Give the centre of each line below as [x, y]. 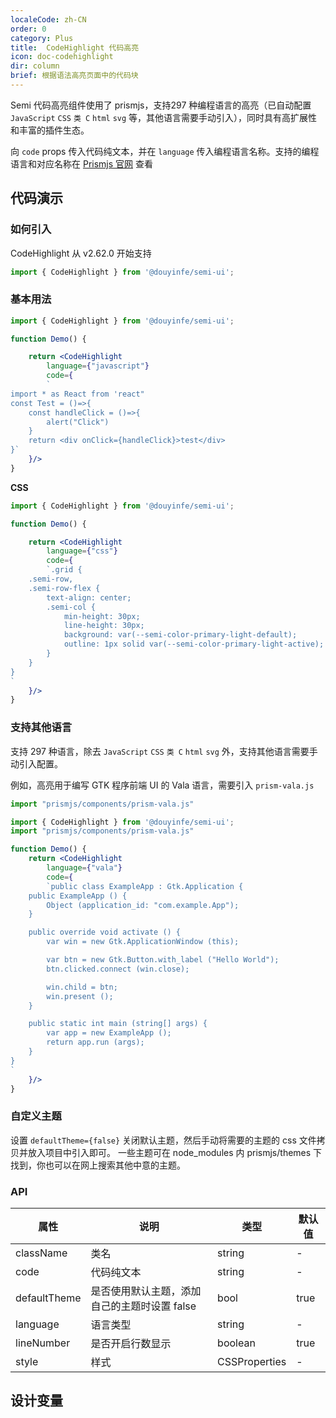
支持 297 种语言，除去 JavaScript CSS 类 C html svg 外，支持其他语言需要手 [164, 751]
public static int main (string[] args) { [118, 1024]
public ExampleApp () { [78, 896]
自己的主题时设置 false [143, 1306]
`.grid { [64, 570]
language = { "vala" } [84, 868]
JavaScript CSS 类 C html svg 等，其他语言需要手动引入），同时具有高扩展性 [164, 117]
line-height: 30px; [104, 626]
